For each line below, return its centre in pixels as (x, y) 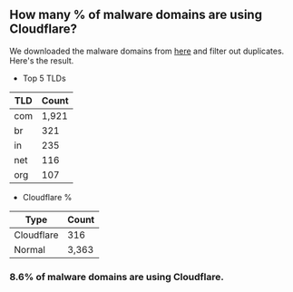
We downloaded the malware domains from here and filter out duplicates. (147, 51)
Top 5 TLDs (44, 78)
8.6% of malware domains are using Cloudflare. (117, 277)
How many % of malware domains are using (136, 15)
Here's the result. (42, 60)
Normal (29, 249)
